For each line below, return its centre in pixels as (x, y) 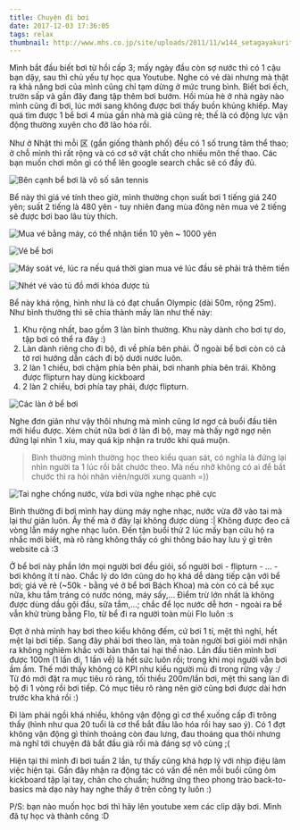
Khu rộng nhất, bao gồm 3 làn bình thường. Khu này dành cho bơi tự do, (154, 330)
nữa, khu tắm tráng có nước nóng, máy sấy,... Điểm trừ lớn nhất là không (142, 595)
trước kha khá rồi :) (44, 698)
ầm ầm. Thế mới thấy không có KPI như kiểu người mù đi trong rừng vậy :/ (145, 669)
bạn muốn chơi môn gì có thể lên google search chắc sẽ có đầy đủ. (133, 163)
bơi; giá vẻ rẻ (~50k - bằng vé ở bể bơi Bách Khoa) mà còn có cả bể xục (142, 585)
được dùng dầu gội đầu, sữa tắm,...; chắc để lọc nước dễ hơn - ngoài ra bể (146, 605)
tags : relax (31, 34)
